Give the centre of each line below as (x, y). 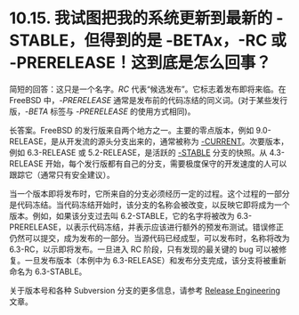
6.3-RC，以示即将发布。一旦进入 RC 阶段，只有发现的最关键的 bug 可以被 (144, 249)
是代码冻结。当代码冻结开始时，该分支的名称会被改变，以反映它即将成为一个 (149, 205)
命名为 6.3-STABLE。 (48, 271)
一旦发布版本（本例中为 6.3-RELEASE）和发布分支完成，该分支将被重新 (155, 260)
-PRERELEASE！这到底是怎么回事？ (140, 63)
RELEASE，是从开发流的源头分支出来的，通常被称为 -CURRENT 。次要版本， (149, 141)
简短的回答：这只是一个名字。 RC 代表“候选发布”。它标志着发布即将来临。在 (148, 89)
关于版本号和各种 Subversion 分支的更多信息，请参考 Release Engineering (145, 290)
